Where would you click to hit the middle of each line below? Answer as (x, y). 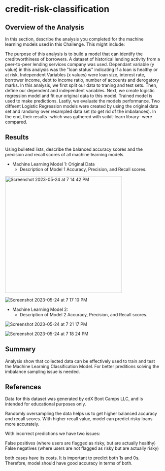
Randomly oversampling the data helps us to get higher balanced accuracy (81, 414)
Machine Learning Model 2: (40, 309)
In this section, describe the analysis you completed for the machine (74, 39)
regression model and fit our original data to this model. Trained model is (79, 96)
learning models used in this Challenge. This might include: (65, 44)
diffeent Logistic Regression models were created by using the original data (82, 106)
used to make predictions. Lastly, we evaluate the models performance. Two (82, 101)
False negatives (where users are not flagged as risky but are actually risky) (82, 448)
